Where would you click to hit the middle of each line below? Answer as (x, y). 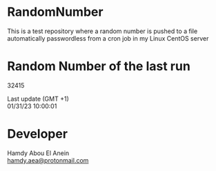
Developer (37, 134)
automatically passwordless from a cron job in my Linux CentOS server (108, 38)
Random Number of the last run (99, 67)
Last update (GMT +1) (38, 99)
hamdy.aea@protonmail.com (48, 160)
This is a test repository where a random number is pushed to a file (102, 31)
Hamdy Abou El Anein (38, 153)
